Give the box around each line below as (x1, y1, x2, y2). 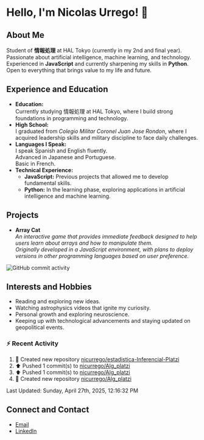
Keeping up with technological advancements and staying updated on (15, 317, 191, 325)
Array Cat (15, 226, 41, 234)
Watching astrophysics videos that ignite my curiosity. (15, 305, 151, 312)
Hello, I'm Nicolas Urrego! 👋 (6, 5, 149, 20)
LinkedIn (15, 427, 37, 435)
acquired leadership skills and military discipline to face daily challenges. (15, 134, 198, 141)
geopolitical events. (15, 323, 65, 331)
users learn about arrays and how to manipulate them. (15, 239, 153, 247)
